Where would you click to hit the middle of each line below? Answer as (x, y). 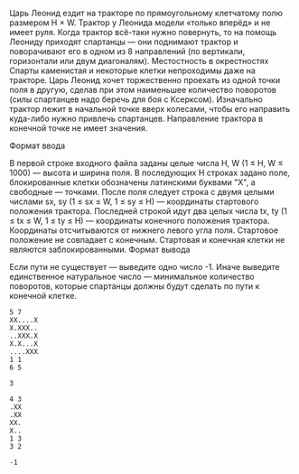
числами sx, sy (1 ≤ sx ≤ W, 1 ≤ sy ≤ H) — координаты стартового (134, 201)
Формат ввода (37, 145)
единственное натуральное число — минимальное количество (132, 276)
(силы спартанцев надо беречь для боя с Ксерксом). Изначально (136, 99)
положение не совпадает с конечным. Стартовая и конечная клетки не (147, 240)
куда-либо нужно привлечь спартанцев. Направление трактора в (136, 118)
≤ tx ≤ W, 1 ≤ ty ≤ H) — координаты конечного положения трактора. (140, 221)
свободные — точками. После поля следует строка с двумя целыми (142, 192)
